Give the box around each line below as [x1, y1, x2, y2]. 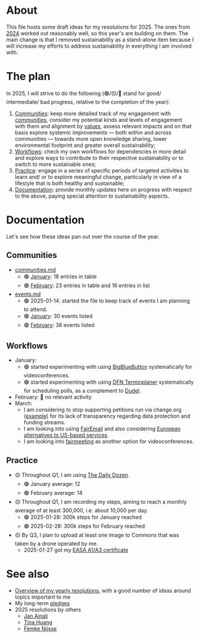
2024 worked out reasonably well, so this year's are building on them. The [6, 29, 189, 36]
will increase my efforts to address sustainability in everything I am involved [6, 42, 192, 50]
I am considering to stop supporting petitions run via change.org [23, 406, 182, 414]
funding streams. [23, 419, 65, 426]
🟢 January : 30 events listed [23, 312, 93, 319]
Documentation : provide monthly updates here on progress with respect [14, 186, 192, 193]
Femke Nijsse [23, 625, 57, 633]
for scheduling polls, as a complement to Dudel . [23, 387, 141, 394]
